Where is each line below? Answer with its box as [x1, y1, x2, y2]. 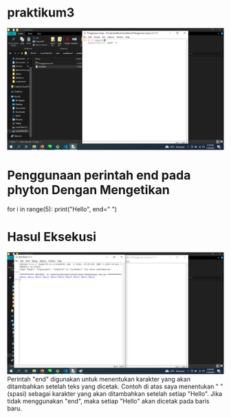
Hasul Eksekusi [7, 229, 97, 245]
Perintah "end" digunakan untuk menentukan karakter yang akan [7, 375, 191, 383]
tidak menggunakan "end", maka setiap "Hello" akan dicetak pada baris [7, 397, 210, 405]
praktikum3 [7, 5, 75, 21]
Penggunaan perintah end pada [7, 167, 191, 183]
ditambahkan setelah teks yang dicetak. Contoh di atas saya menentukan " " [7, 382, 223, 390]
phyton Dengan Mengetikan [7, 182, 170, 198]
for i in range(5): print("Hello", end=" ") [7, 205, 118, 213]
